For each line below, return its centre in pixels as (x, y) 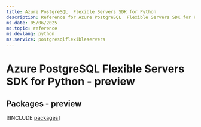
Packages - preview (44, 103)
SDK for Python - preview (71, 82)
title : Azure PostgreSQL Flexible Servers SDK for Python (81, 12)
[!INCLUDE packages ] (33, 118)
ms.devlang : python (31, 34)
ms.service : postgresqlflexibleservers (56, 39)
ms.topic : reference (32, 28)
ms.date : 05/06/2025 (32, 23)
